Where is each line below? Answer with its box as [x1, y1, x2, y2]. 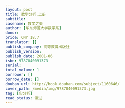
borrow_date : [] [5, 77, 39, 82]
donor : [5, 30, 19, 35]
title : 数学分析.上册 [5, 12, 46, 17]
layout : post [5, 7, 33, 12]
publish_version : [5, 49, 42, 54]
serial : [5, 63, 22, 68]
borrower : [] [5, 72, 33, 77]
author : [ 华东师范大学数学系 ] [5, 26, 62, 31]
